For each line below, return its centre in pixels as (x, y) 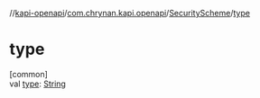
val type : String (37, 84)
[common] (28, 74)
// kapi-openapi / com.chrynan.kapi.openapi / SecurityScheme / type (130, 13)
